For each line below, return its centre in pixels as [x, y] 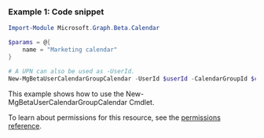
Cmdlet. [142, 102]
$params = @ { [29, 43]
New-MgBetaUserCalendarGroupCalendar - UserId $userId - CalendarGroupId [128, 78]
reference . [25, 125]
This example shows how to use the [66, 94]
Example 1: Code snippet [56, 12]
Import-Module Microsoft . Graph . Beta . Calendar [84, 28]
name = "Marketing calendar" [70, 50]
